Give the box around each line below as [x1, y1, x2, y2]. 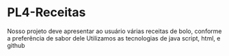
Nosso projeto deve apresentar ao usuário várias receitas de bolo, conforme [7, 27, 222, 35]
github [7, 41, 25, 49]
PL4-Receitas [7, 5, 86, 20]
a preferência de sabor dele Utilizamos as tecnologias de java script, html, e [7, 34, 221, 42]
